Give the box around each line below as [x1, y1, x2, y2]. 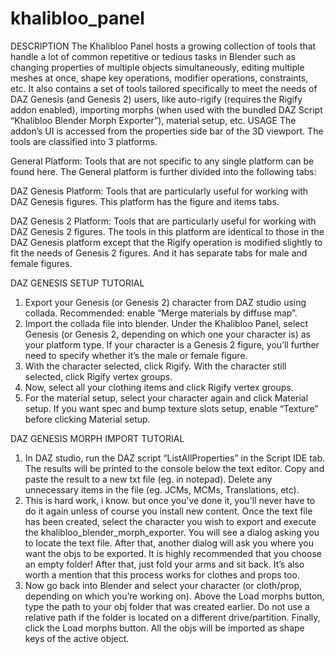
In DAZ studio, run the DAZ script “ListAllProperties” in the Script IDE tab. [24, 452, 326, 464]
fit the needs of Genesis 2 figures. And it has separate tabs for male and [10, 247, 308, 259]
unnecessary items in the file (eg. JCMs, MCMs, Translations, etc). [24, 483, 300, 496]
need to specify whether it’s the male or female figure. [24, 349, 248, 361]
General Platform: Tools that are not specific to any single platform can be [10, 155, 315, 167]
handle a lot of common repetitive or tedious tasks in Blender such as [10, 50, 296, 62]
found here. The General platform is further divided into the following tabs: [10, 165, 317, 177]
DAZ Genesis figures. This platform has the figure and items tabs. [10, 195, 280, 207]
